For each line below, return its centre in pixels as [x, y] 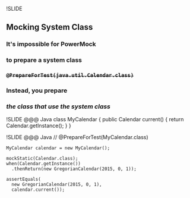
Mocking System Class [50, 27]
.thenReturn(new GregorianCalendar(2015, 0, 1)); [74, 169]
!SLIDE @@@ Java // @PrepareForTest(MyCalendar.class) [77, 137]
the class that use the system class [58, 106]
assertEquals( [24, 180]
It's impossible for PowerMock [51, 44]
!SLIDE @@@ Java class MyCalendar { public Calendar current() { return [95, 120]
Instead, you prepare [37, 90]
